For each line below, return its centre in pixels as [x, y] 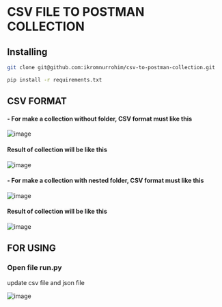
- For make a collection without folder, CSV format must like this [100, 119]
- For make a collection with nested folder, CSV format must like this [106, 181]
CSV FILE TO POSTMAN [76, 12]
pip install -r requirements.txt [55, 79]
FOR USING [32, 248]
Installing [27, 52]
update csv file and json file [46, 282]
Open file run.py [35, 268]
